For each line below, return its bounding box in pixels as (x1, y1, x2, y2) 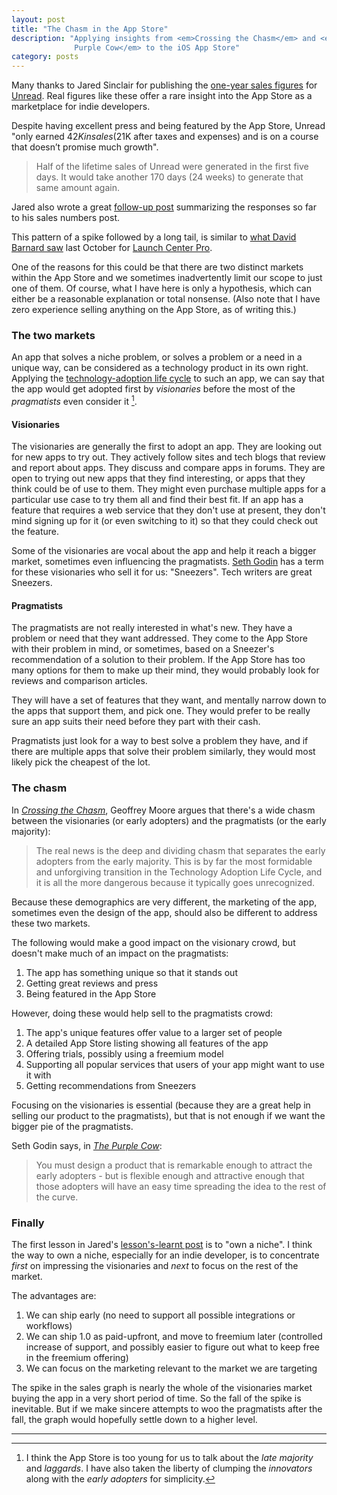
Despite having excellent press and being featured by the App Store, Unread (11, 120, 326, 132)
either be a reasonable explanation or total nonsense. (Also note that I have (11, 293, 321, 305)
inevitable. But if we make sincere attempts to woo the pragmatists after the (11, 1403, 323, 1415)
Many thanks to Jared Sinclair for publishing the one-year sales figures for (11, 79, 318, 91)
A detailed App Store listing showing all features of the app (25, 1037, 269, 1049)
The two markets (11, 329, 96, 343)
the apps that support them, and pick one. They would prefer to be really (11, 705, 311, 717)
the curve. (35, 1191, 79, 1203)
